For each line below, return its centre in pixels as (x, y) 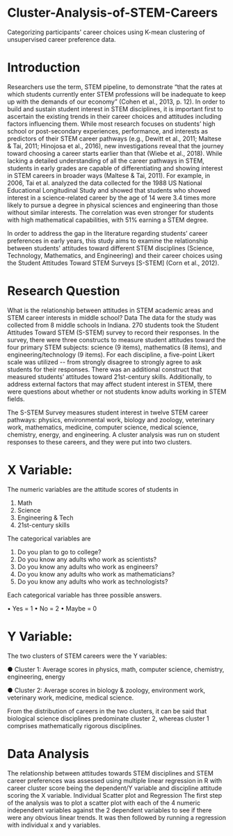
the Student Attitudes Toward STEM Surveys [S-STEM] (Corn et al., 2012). (113, 263)
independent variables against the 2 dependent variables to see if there (110, 810)
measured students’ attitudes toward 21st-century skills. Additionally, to (110, 376)
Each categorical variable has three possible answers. (85, 595)
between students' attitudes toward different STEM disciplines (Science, (111, 248)
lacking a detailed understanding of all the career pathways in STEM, (106, 161)
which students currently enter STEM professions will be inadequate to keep (116, 94)
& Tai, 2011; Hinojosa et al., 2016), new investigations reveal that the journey (115, 146)
